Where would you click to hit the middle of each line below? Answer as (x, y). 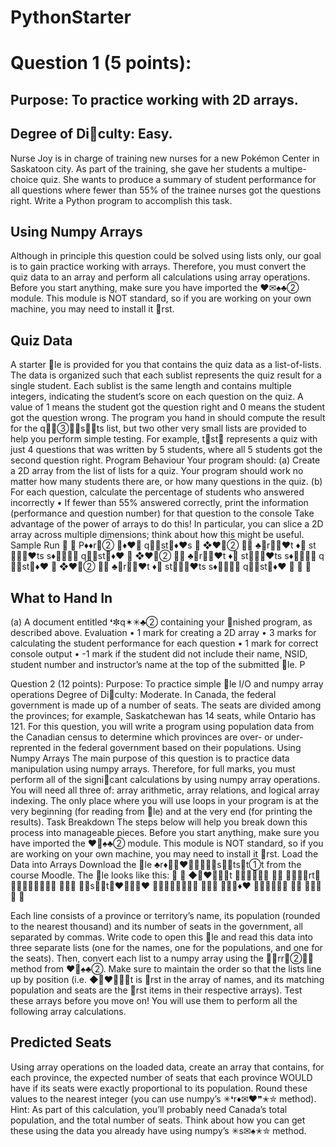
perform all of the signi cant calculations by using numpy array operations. (165, 780)
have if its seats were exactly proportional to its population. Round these (159, 1088)
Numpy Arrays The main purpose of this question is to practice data (150, 758)
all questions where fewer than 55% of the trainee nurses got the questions (166, 190)
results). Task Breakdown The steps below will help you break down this (159, 822)
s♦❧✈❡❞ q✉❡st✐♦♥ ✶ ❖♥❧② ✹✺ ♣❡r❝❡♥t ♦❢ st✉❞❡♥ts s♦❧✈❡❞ (181, 556)
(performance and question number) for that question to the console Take (162, 513)
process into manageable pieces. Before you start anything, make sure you (165, 833)
